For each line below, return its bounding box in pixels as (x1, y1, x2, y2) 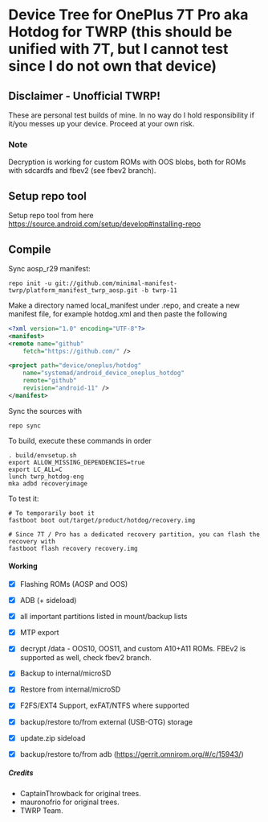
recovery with (8, 537, 56, 545)
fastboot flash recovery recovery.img (8, 544, 138, 552)
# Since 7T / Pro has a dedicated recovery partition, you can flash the (8, 530, 261, 539)
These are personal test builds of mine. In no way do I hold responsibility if (8, 110, 255, 120)
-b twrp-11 (140, 286, 178, 295)
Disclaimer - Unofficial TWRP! (8, 89, 160, 102)
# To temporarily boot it (8, 509, 95, 517)
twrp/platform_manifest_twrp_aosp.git (8, 286, 138, 295)
